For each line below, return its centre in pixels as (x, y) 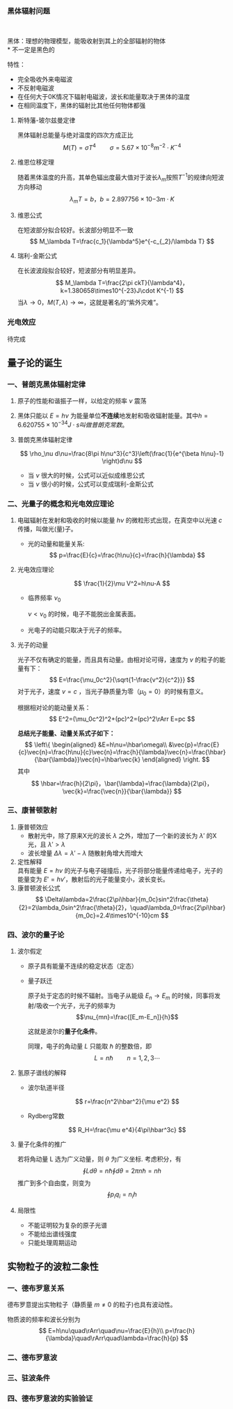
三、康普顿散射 (32, 810)
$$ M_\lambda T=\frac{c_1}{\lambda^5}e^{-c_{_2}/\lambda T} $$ (122, 241)
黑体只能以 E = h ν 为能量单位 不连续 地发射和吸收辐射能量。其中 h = (113, 416)
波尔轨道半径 (46, 1087)
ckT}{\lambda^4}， (162, 283)
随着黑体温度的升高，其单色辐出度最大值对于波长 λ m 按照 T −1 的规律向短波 (121, 177)
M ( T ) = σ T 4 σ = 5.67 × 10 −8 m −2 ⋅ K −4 (122, 147)
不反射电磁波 (35, 88)
